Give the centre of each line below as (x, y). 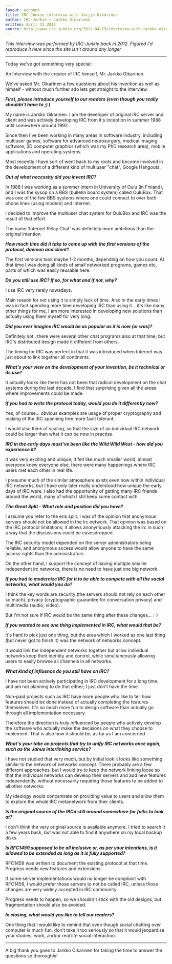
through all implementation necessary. (46, 713)
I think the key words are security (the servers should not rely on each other (85, 594)
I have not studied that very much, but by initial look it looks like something (84, 759)
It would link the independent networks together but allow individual (77, 650)
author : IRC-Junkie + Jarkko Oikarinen (48, 19)
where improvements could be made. (45, 393)
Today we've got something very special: (49, 64)
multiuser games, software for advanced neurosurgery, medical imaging (81, 141)
